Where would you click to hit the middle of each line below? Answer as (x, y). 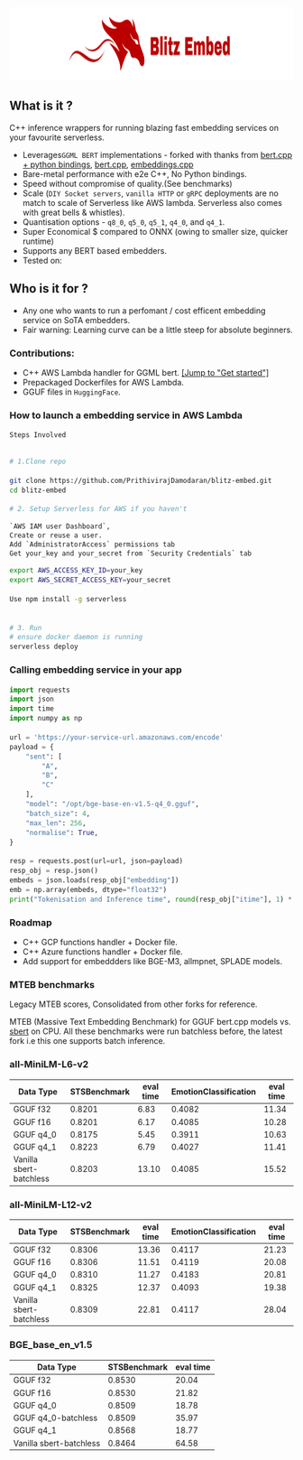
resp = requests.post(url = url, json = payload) (96, 861)
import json (32, 699)
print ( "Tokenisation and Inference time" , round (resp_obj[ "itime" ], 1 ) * (151, 899)
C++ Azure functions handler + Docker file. (102, 952)
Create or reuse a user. (56, 535)
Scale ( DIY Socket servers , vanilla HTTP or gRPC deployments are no (151, 193)
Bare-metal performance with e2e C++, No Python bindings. (135, 173)
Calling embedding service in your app (96, 670)
